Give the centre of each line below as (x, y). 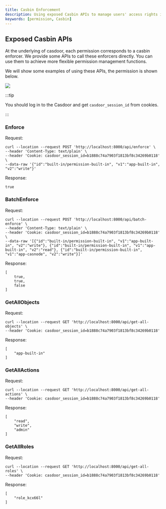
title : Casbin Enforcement (33, 10)
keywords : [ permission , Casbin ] (38, 19)
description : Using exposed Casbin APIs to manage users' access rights (82, 14)
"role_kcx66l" (28, 498)
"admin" (22, 430)
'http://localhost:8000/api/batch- (110, 219)
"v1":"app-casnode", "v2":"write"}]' (44, 254)
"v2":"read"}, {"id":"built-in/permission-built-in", (86, 250)
